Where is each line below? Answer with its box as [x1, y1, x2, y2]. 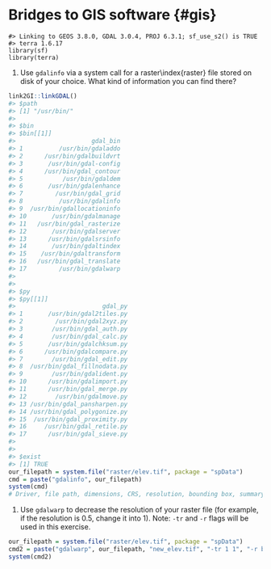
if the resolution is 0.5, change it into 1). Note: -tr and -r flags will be [19, 513, 249, 523]
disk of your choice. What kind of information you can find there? [19, 76, 236, 86]
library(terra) [8, 53, 60, 61]
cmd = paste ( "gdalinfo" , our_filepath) [8, 475, 143, 483]
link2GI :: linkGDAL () [8, 91, 78, 100]
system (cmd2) [8, 552, 52, 561]
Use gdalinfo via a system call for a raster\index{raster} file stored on [19, 67, 252, 78]
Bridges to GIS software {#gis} [8, 6, 217, 24]
